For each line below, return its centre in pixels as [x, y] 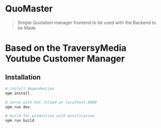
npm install [17, 93]
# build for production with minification [50, 116]
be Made [26, 27]
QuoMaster [29, 9]
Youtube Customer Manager [65, 59]
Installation [23, 77]
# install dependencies [30, 88]
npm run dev [17, 107]
